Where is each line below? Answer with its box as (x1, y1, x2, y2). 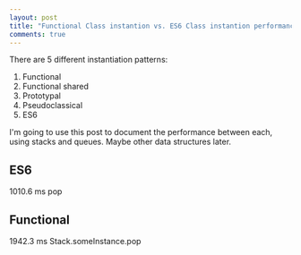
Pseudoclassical (21, 100, 83, 111)
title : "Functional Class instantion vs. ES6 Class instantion (9, 21, 251, 30)
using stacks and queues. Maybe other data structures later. (9, 136, 231, 148)
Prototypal (21, 90, 61, 101)
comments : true (9, 30, 66, 38)
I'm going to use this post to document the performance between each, (9, 127, 273, 138)
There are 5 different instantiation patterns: (9, 55, 168, 65)
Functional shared (21, 81, 90, 92)
